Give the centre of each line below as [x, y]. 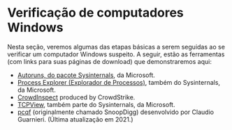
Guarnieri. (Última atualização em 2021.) [75, 119]
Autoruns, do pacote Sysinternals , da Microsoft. [86, 75]
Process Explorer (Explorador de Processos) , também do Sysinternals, [119, 82]
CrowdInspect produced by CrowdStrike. [76, 97]
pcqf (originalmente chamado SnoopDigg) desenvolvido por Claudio [116, 112]
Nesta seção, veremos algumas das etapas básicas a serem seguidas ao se [116, 47]
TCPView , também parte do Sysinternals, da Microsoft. [96, 104]
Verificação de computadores [95, 13]
